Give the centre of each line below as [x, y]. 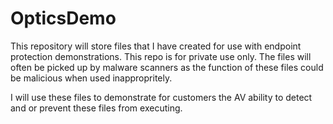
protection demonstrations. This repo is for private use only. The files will [161, 56]
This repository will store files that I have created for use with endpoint [156, 46]
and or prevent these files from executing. [96, 108]
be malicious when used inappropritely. [91, 78]
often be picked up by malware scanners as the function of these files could [167, 67]
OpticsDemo [63, 18]
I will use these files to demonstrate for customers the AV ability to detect [161, 97]
